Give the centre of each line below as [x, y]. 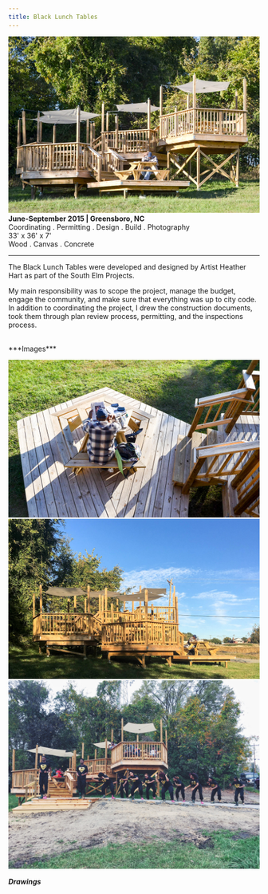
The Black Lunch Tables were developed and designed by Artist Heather [127, 266]
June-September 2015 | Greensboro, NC [77, 219]
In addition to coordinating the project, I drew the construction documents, [130, 308]
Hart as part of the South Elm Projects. [71, 275]
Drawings [25, 881]
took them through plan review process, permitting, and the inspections [126, 316]
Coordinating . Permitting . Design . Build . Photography [99, 226]
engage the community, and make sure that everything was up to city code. [132, 299]
